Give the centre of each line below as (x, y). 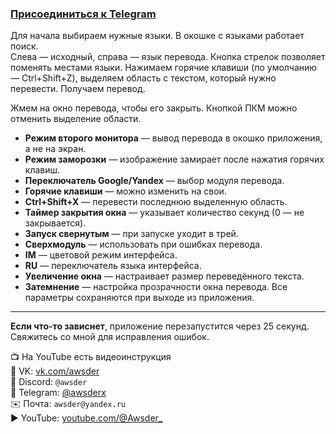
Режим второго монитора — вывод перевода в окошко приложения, (173, 138)
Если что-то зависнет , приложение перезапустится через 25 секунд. (160, 326)
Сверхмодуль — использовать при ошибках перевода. (143, 244)
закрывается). (55, 223)
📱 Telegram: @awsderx (58, 393)
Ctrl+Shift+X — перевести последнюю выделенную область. (156, 202)
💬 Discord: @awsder (49, 382)
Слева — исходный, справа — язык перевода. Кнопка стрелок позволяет (168, 57)
